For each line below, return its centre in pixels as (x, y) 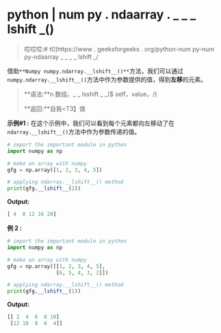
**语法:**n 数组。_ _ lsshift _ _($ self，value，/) (90, 94)
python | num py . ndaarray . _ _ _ (102, 15)
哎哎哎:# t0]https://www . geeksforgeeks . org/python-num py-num (119, 49)
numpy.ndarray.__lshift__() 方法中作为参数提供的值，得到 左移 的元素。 (107, 79)
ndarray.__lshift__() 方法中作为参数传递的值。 (74, 132)
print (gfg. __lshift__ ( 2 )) (44, 188)
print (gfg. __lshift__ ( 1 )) (44, 291)
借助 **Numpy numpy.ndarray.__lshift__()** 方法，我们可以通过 (95, 71)
